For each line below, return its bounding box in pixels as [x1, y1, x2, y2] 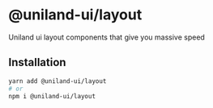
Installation [8, 56, 66, 69]
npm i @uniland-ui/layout [8, 92, 96, 100]
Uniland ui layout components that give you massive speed [8, 32, 205, 42]
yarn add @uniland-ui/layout [8, 77, 107, 85]
